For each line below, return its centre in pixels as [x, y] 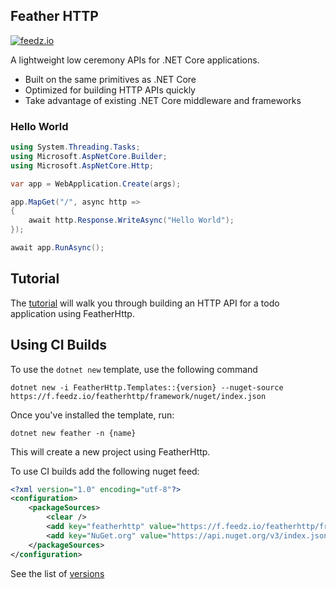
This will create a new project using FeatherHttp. [110, 451]
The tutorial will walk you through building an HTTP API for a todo [145, 303]
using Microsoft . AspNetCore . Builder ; [89, 156]
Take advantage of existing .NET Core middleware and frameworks [163, 100]
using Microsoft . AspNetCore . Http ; [82, 165]
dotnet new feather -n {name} [73, 433]
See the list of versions [57, 573]
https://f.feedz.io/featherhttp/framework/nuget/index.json [138, 396]
